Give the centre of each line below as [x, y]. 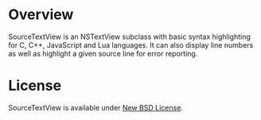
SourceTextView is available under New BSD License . [95, 107]
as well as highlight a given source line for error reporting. [103, 53]
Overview [41, 15]
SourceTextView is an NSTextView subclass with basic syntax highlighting [129, 37]
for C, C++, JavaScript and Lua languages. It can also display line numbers [131, 45]
